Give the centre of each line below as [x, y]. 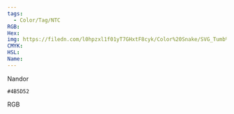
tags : [15, 14]
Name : [15, 59]
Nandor [18, 79]
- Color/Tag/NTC [37, 20]
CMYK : [15, 46]
